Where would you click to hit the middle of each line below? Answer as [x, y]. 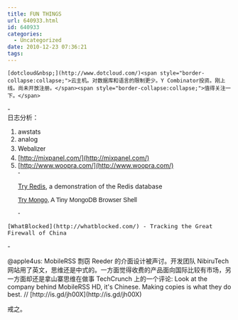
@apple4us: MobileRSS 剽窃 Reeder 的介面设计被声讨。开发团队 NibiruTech [118, 261]
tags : [15, 54]
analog [28, 139]
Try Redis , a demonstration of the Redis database [90, 186]
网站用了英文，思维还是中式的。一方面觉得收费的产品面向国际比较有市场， [116, 270]
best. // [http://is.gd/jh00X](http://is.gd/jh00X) [75, 294]
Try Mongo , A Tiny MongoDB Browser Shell [77, 199]
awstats [29, 132]
